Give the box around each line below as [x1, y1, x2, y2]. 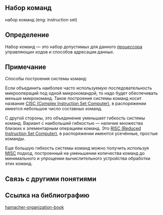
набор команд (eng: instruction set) [5, 17, 78, 22]
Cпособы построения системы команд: [5, 76, 88, 82]
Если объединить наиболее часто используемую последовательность [5, 85, 152, 91]
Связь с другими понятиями [5, 175, 96, 183]
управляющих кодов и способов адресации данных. [5, 49, 114, 55]
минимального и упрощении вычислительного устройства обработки [5, 155, 151, 162]
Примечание [5, 63, 46, 71]
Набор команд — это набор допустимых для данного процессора [5, 44, 143, 50]
